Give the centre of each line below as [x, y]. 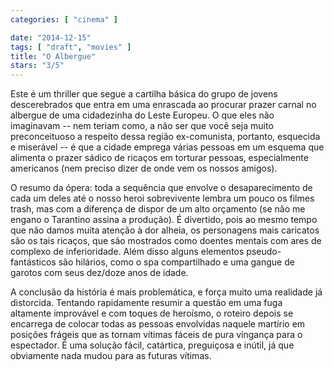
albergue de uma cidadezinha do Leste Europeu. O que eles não [142, 115]
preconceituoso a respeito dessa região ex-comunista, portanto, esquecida [165, 137]
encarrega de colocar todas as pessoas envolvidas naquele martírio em [158, 324]
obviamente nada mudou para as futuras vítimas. [111, 356]
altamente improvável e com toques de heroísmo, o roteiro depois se [152, 313]
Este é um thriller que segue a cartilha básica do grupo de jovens [144, 94]
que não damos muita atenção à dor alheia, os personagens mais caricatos [165, 230]
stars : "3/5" [37, 66]
